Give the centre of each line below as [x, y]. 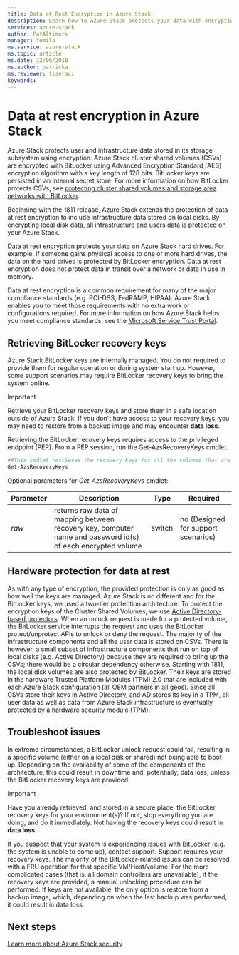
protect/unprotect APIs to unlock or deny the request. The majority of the [115, 634]
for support [199, 528]
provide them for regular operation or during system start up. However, [111, 368]
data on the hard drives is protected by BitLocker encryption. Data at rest [115, 262]
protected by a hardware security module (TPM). [79, 710]
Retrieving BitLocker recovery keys [87, 343]
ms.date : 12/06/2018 [38, 61]
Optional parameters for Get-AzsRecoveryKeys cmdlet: [88, 480]
